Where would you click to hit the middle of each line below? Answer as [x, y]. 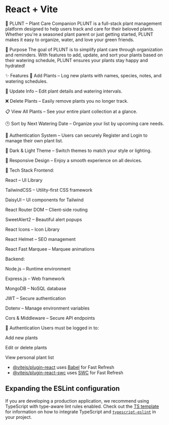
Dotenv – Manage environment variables [47, 308]
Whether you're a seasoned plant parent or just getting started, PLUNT [79, 34]
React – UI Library [24, 180]
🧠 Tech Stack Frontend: [30, 170]
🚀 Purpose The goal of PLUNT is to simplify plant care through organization [84, 49]
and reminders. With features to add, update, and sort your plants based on [84, 55]
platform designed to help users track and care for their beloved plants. [80, 28]
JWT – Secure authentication [36, 298]
